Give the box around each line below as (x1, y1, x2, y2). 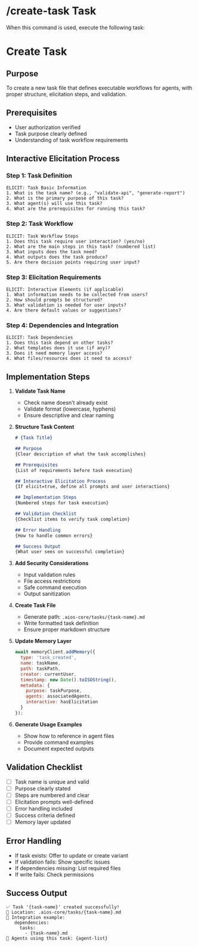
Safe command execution (23, 584, 87, 591)
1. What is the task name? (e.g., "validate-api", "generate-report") (6, 190, 185, 196)
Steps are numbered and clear (14, 791, 89, 799)
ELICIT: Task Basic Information (6, 185, 86, 191)
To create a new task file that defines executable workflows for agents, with (6, 84, 193, 91)
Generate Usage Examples (14, 721, 82, 728)
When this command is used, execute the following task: (6, 24, 145, 31)
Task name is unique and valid (14, 778, 89, 785)
